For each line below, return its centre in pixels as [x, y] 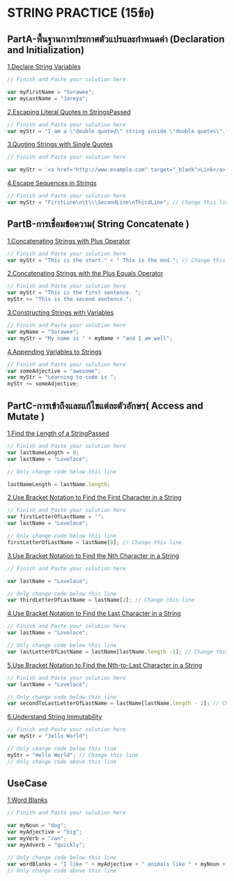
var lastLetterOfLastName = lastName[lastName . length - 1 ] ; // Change [110, 652]
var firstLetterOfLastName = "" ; [56, 517]
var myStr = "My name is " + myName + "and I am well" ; [90, 338]
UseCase [27, 784]
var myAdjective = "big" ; [45, 832]
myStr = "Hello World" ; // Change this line [73, 755]
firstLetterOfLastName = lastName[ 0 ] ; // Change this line [95, 542]
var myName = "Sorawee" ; [43, 332]
